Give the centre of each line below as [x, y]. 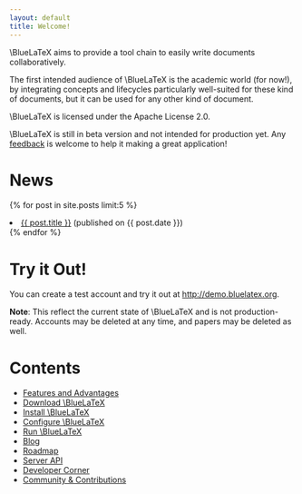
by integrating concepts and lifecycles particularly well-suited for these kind [151, 89]
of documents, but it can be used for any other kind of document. [132, 99]
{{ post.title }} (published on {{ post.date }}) [102, 222]
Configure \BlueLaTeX [63, 422]
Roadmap [40, 451]
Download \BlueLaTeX [64, 403]
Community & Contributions [74, 480]
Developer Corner [56, 470]
